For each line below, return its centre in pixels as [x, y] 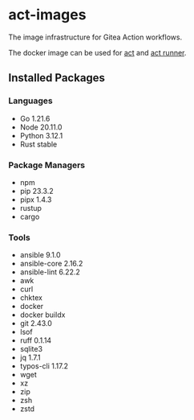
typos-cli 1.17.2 [44, 366]
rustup [31, 208]
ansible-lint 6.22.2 [50, 272]
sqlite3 [31, 349]
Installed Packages [57, 78]
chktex [31, 298]
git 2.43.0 [36, 323]
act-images [47, 15]
